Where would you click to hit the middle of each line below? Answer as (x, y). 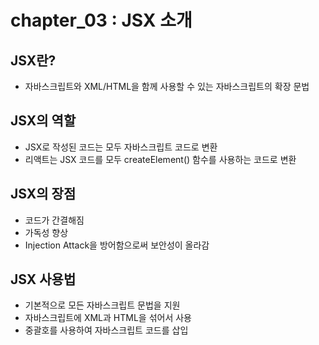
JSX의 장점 (43, 194)
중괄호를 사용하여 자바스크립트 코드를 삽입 (106, 330)
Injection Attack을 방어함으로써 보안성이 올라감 (117, 245)
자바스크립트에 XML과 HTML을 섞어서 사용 (108, 318)
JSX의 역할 (43, 121)
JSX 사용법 (43, 279)
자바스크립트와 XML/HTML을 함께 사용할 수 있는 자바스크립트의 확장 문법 (167, 86)
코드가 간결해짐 (54, 220)
